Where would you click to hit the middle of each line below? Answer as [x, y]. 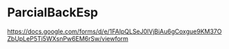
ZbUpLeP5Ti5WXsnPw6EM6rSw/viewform [68, 38]
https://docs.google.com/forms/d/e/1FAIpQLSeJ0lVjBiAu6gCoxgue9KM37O [114, 31]
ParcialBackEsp [53, 13]
